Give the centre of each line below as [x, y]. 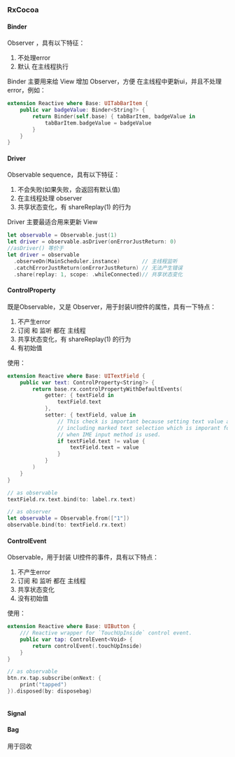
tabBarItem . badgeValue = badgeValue [98, 123]
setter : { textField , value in [90, 415]
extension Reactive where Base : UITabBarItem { [78, 104]
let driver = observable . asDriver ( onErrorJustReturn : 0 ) [92, 242]
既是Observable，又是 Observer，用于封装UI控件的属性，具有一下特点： [112, 307]
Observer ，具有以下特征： [46, 43]
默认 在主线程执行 [43, 67]
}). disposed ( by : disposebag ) [50, 691]
